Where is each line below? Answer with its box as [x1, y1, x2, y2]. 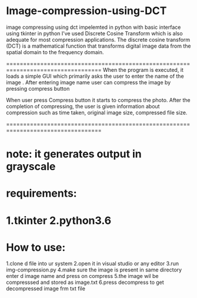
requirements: [6, 187, 78, 200]
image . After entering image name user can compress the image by [6, 78, 171, 86]
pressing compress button [6, 85, 70, 92]
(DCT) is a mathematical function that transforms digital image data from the [6, 42, 191, 49]
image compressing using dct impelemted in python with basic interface [6, 24, 181, 31]
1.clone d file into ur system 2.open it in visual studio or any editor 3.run [6, 260, 179, 267]
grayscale [6, 160, 56, 173]
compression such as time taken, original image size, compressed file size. [6, 109, 188, 116]
